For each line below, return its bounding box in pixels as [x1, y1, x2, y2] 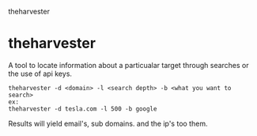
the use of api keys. [8, 69, 73, 78]
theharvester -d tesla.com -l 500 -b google [8, 104, 157, 113]
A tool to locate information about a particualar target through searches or [8, 60, 249, 70]
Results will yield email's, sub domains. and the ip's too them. [8, 119, 208, 128]
